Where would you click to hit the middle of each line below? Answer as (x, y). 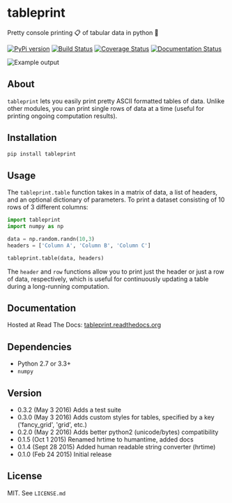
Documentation (42, 308)
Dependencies (39, 347)
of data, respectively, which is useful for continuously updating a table (108, 279)
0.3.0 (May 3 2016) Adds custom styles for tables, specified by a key (116, 417)
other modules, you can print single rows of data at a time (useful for (106, 108)
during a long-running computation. (59, 286)
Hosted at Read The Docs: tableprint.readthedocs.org (84, 325)
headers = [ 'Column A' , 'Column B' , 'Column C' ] (79, 246)
